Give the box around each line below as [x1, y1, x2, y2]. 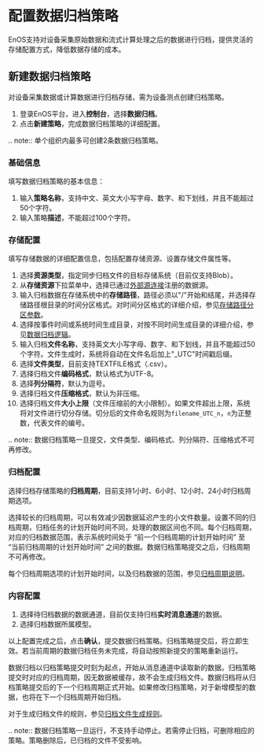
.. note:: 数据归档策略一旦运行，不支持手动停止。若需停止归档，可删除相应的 [8, 725, 255, 735]
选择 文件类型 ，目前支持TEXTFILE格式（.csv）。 [19, 359, 171, 369]
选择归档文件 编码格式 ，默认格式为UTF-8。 [19, 369, 159, 379]
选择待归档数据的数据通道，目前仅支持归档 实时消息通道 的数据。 [19, 609, 226, 619]
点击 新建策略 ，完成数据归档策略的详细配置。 [19, 119, 165, 128]
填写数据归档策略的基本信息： [8, 176, 104, 186]
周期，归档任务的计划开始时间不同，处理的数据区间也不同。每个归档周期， [14, 522, 256, 532]
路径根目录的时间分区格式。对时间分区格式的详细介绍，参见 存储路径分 [26, 300, 254, 309]
